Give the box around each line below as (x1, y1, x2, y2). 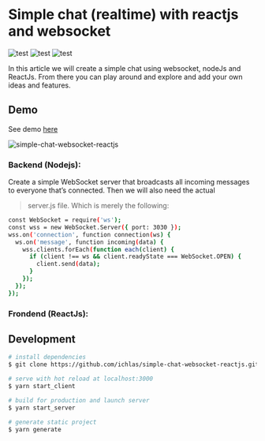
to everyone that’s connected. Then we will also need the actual (8, 185, 215, 195)
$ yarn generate (8, 425, 62, 433)
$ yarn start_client (8, 383, 77, 391)
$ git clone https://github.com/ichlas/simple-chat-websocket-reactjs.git (8, 361, 259, 368)
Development (8, 332, 77, 346)
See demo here (8, 124, 58, 133)
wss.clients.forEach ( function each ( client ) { (22, 245, 175, 253)
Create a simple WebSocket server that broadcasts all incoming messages (8, 178, 250, 187)
